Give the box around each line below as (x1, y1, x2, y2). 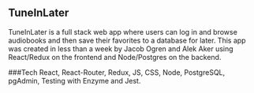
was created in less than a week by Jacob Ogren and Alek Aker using (8, 43, 234, 54)
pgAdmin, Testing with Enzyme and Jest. (8, 76, 141, 85)
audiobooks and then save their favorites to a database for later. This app (8, 35, 246, 45)
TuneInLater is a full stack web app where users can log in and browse (8, 27, 238, 36)
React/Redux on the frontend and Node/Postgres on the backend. (8, 52, 222, 61)
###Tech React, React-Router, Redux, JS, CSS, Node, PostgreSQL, (8, 67, 226, 77)
